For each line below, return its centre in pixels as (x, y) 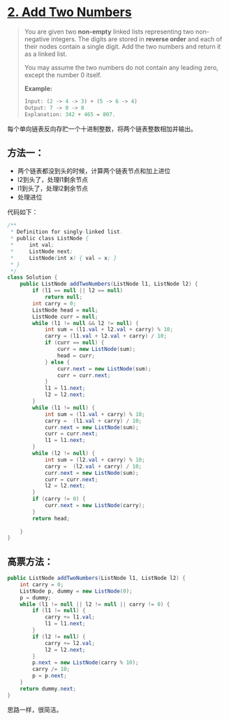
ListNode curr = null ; (65, 317)
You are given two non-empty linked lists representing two (109, 32)
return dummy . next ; (48, 688)
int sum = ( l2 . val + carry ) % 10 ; (95, 459)
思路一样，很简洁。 (35, 709)
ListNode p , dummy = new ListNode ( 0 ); (76, 591)
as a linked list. (46, 54)
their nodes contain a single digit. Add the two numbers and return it (123, 46)
